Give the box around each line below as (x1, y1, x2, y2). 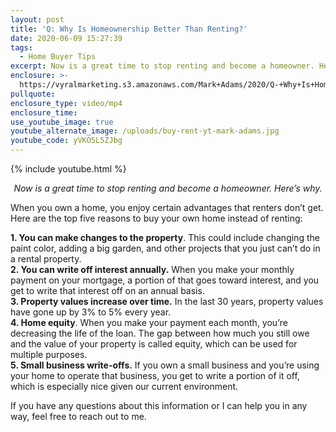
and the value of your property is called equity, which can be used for (10, 338, 298, 350)
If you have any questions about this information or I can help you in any (10, 400, 308, 411)
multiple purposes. (10, 349, 88, 360)
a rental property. (10, 253, 82, 265)
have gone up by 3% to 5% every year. (10, 306, 172, 318)
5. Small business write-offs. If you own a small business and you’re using (10, 359, 320, 371)
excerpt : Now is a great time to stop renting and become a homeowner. (10, 61, 315, 71)
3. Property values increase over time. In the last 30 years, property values (10, 296, 324, 307)
